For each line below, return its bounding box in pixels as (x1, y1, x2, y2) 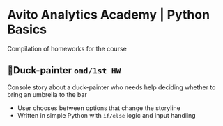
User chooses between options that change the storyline (17, 104, 181, 112)
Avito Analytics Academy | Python (7, 7, 210, 23)
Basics (7, 21, 47, 37)
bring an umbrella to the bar (7, 90, 87, 98)
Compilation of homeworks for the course (7, 44, 127, 53)
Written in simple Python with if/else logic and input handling (17, 111, 197, 119)
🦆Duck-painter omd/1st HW (7, 64, 121, 76)
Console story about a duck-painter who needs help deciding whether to (7, 83, 216, 91)
